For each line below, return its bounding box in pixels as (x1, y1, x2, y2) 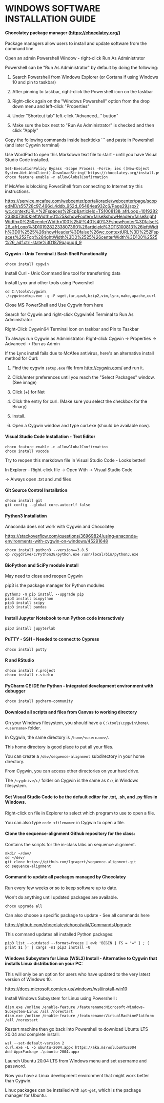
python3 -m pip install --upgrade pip (5, 592, 84, 597)
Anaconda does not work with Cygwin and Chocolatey (5, 523, 115, 530)
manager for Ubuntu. (5, 1092, 47, 1099)
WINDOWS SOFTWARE (5, 3, 101, 14)
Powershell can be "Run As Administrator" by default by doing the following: (5, 64, 159, 71)
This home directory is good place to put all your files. (5, 744, 114, 750)
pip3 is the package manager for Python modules (5, 583, 105, 588)
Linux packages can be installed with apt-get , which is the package (5, 1087, 142, 1093)
